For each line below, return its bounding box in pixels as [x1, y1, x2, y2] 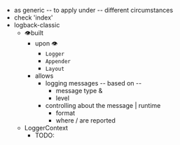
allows [34, 71, 54, 80]
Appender [45, 58, 71, 65]
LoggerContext [24, 124, 69, 132]
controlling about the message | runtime [45, 102, 161, 109]
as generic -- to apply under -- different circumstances [13, 6, 174, 14]
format [55, 109, 76, 117]
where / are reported [55, 116, 116, 125]
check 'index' [13, 13, 53, 22]
